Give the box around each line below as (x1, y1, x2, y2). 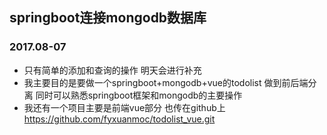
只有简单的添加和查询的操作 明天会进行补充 (23, 64, 202, 76)
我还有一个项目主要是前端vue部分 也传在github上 (23, 101, 226, 113)
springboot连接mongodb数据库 (9, 9, 207, 27)
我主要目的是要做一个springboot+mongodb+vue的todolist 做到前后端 (23, 76, 309, 88)
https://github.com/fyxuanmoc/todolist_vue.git (23, 113, 216, 125)
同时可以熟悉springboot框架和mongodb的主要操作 (35, 89, 243, 101)
